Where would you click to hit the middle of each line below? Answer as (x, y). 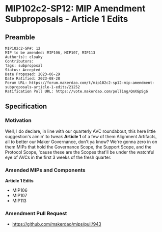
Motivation (18, 120)
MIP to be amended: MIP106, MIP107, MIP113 (50, 53)
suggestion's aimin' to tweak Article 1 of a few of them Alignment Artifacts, (81, 136)
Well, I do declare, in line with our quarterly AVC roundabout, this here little (81, 131)
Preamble (20, 37)
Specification (26, 106)
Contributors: (20, 61)
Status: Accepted (23, 70)
